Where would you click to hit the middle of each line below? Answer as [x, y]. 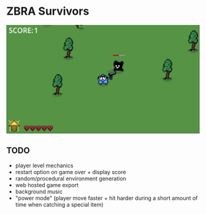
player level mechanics [44, 165]
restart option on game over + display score [71, 172]
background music [39, 191]
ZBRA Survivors [48, 11]
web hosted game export [47, 185]
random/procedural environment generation [71, 178]
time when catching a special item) [59, 204]
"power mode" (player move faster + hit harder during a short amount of [106, 198]
